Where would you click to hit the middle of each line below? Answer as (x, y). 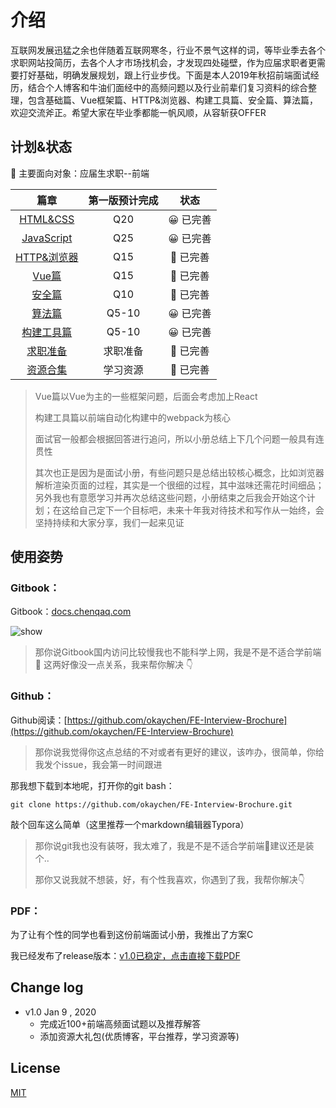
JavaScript (47, 238)
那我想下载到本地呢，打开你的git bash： (92, 785)
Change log (47, 987)
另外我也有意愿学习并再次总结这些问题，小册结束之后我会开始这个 (170, 497)
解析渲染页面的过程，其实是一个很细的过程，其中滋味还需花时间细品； (179, 485)
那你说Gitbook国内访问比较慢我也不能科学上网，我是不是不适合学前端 (178, 652)
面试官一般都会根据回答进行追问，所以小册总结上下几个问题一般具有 (175, 438)
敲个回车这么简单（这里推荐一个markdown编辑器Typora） (130, 824)
